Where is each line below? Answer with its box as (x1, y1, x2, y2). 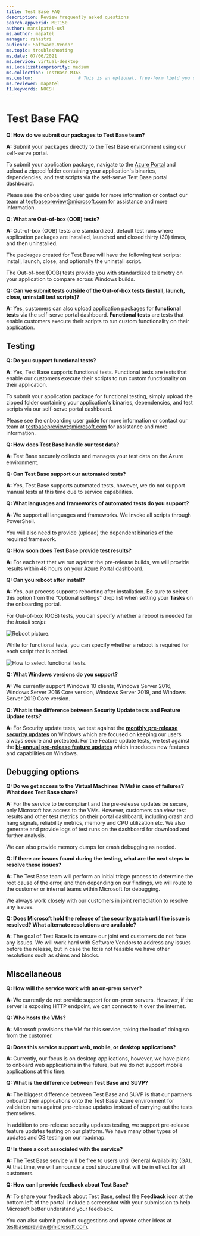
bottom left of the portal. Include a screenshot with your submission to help (6, 1199, 190, 1206)
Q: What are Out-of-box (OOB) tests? (6, 215, 100, 223)
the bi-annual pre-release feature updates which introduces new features (6, 743, 189, 750)
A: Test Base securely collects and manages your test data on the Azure (6, 452, 183, 459)
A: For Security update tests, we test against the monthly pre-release (6, 724, 178, 731)
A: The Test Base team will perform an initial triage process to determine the (6, 873, 193, 880)
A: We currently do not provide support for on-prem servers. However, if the (6, 996, 193, 1003)
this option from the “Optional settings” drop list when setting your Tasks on (6, 594, 193, 601)
